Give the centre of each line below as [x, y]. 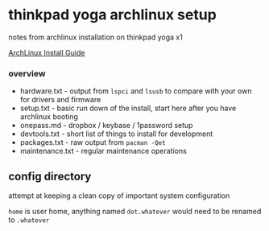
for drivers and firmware [60, 100]
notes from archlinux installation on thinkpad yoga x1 [95, 37]
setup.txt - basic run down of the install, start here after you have [128, 108]
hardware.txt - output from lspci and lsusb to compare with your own [136, 91]
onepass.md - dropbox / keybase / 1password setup [106, 126]
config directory [50, 176]
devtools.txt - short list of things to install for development [116, 134]
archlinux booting [49, 117]
